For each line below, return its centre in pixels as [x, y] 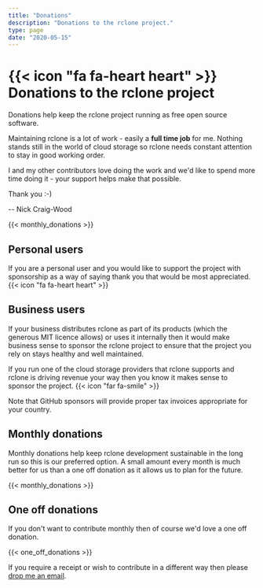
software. [24, 124]
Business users [47, 310]
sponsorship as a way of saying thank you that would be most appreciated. [130, 277]
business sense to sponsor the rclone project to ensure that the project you [130, 345]
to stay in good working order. [57, 155]
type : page [26, 30]
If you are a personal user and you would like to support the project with [124, 268]
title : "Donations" [40, 15]
